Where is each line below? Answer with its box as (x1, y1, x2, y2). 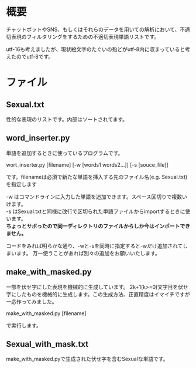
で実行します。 (6, 322, 42, 329)
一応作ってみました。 (6, 298, 57, 305)
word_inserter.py (6, 133, 70, 143)
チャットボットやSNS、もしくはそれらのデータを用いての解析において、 (6, 26, 180, 33)
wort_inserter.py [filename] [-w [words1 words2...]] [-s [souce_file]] (6, 161, 169, 168)
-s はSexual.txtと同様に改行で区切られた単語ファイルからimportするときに (6, 208, 185, 215)
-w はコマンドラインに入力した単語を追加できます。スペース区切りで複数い (6, 193, 187, 200)
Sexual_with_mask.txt (6, 339, 89, 349)
